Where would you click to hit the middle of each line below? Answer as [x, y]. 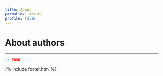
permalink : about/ [24, 14]
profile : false [20, 18]
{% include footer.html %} [31, 69]
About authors [35, 42]
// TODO [13, 60]
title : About [18, 9]
